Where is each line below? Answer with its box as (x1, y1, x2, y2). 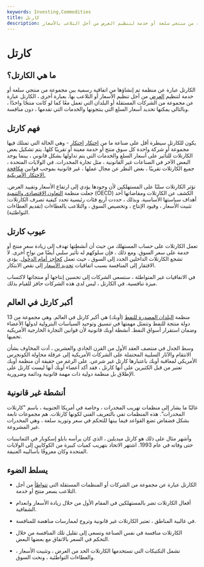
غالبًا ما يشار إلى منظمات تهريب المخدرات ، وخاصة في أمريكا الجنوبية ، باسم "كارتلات (7, 404, 199, 411)
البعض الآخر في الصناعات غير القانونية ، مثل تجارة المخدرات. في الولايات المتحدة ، (7, 159, 191, 166)
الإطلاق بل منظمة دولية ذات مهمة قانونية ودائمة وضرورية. (7, 370, 136, 377)
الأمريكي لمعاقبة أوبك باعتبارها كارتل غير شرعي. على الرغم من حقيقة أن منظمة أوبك (7, 357, 197, 364)
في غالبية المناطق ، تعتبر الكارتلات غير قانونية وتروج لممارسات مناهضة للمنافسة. (15, 517, 196, 525)
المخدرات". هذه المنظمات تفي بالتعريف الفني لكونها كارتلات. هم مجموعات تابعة (7, 410, 185, 418)
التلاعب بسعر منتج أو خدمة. (15, 488, 77, 495)
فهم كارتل (7, 123, 40, 133)
